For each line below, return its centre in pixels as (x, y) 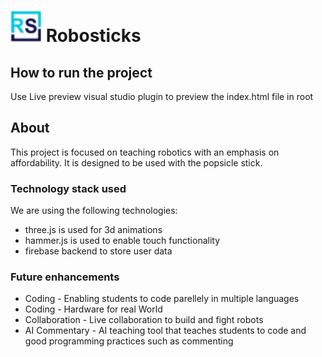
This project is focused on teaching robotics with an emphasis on (145, 152)
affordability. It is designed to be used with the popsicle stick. (136, 162)
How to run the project (81, 72)
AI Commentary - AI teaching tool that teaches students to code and (165, 331)
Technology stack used (68, 188)
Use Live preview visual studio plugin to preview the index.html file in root (162, 96)
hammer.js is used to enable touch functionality (122, 241)
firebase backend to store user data (98, 251)
